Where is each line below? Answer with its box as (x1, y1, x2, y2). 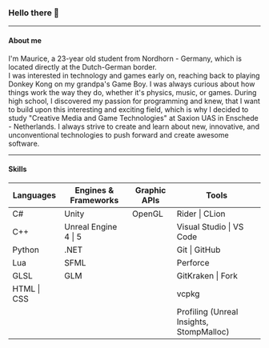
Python (12, 244, 40, 255)
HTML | (12, 283, 41, 294)
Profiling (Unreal (176, 306, 239, 317)
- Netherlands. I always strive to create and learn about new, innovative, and (8, 122, 260, 131)
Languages (12, 190, 57, 201)
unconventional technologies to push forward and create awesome (8, 130, 230, 139)
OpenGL (131, 208, 164, 219)
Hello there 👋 (8, 7, 60, 18)
